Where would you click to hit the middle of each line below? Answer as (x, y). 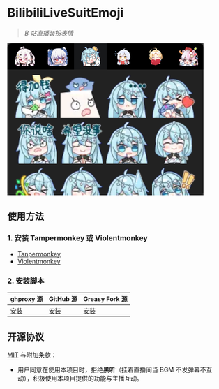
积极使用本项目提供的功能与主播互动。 (88, 378)
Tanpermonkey (39, 254)
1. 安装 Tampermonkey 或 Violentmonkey (77, 238)
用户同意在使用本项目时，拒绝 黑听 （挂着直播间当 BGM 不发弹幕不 (112, 369)
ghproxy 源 (27, 299)
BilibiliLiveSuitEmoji (66, 13)
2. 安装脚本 (26, 281)
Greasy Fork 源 (105, 299)
